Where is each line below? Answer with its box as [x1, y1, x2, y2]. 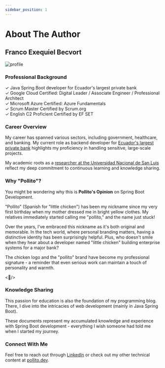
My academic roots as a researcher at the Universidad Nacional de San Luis [5, 160, 159, 166]
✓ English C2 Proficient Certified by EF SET [5, 111, 94, 117]
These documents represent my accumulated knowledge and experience [5, 318, 154, 324]
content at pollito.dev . [5, 357, 49, 363]
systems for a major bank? [5, 245, 59, 250]
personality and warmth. [5, 265, 55, 271]
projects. [5, 150, 23, 156]
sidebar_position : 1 [5, 7, 48, 12]
